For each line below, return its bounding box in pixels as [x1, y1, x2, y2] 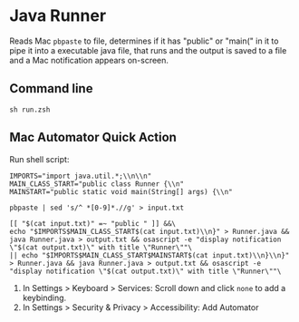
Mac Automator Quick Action [9, 130, 177, 145]
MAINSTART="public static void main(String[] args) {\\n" [9, 187, 233, 196]
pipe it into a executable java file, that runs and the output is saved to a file [9, 44, 287, 55]
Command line [9, 81, 93, 96]
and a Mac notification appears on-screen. [9, 54, 169, 65]
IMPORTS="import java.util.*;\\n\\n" [9, 171, 152, 181]
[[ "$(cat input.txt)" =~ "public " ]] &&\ [9, 219, 177, 228]
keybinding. [22, 292, 67, 303]
